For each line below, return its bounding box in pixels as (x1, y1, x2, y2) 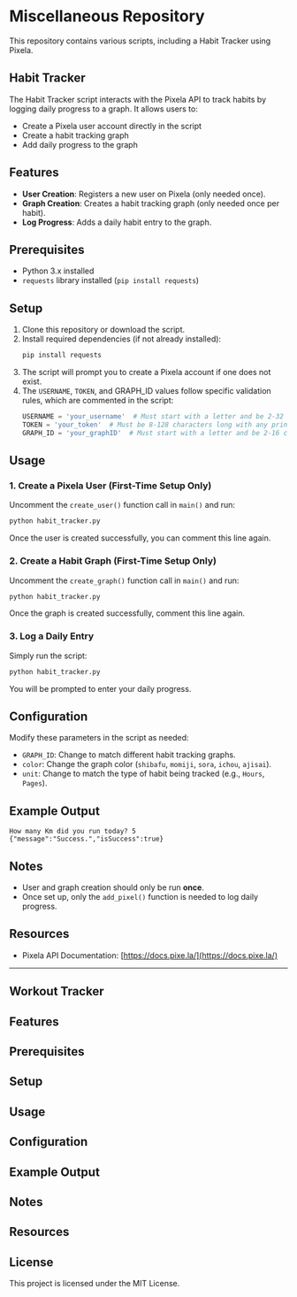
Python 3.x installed (21, 265, 95, 276)
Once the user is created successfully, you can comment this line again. (9, 533, 271, 543)
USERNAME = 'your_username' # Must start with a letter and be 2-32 (21, 412, 285, 421)
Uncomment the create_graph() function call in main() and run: (9, 575, 240, 586)
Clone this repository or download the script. (21, 325, 186, 335)
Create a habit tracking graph (21, 130, 130, 141)
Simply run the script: (9, 650, 88, 661)
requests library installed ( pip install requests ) (21, 275, 200, 286)
